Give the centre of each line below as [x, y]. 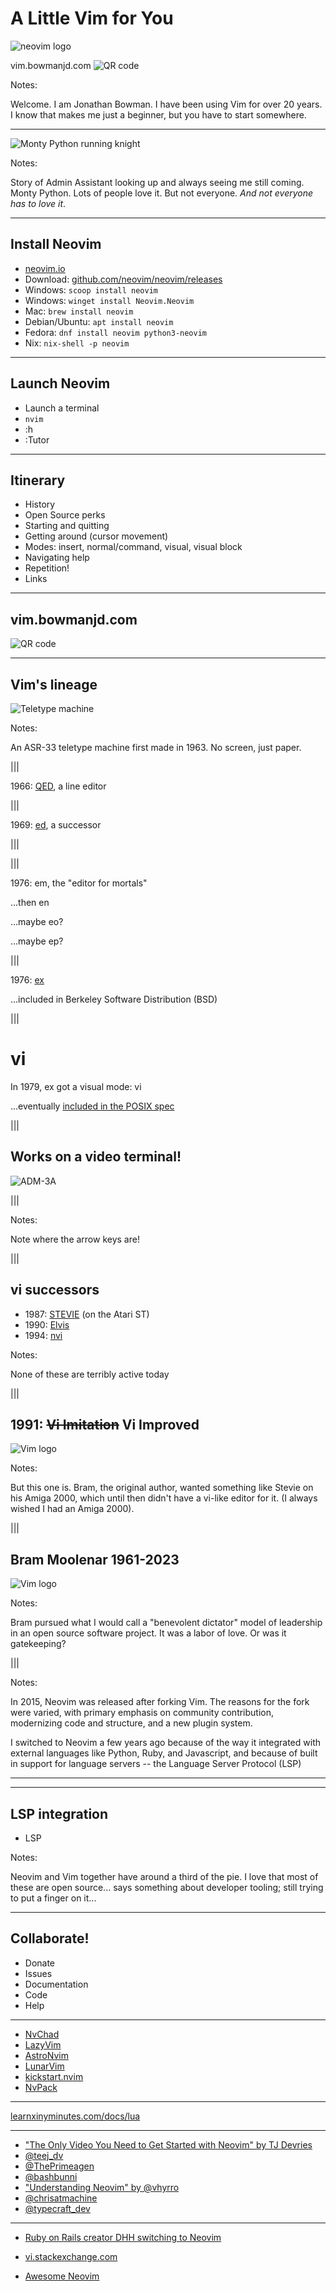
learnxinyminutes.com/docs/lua [75, 2116]
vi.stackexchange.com [71, 2256]
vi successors [55, 1290]
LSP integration [59, 1813]
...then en [30, 902]
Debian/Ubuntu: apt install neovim [99, 321]
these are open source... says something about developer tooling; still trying [167, 1887]
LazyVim [43, 2044]
